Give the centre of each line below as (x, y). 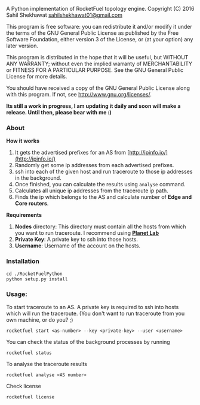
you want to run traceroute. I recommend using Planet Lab (87, 233)
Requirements (24, 215)
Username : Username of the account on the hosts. (78, 246)
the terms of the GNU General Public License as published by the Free (93, 33)
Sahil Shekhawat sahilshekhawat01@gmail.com (64, 15)
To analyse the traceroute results (47, 364)
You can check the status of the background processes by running (88, 341)
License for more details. (37, 76)
